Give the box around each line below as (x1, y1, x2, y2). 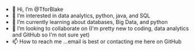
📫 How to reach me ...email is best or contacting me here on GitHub (11, 38, 182, 45)
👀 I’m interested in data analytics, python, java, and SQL (11, 12, 150, 19)
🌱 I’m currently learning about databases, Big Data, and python (11, 19, 168, 25)
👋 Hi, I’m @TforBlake (11, 6, 64, 13)
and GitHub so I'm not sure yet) (11, 31, 90, 38)
